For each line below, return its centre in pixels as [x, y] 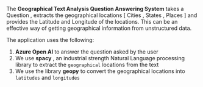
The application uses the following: [50, 40]
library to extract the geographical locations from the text [87, 64]
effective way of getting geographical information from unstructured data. [99, 28]
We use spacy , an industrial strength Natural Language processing [100, 58]
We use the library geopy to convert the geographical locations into [100, 71]
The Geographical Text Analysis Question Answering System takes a [95, 9]
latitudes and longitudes [48, 78]
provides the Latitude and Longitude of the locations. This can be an [92, 22]
